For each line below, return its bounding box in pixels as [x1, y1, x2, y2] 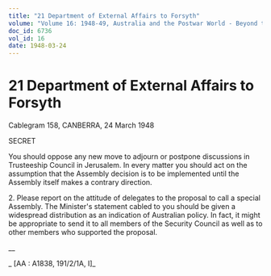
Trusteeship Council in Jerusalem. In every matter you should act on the [8, 161, 248, 170]
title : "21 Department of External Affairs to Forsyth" [8, 11, 200, 20]
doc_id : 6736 [8, 27, 52, 35]
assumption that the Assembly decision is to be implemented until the [8, 169, 240, 178]
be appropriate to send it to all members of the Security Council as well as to [8, 219, 263, 228]
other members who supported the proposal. [8, 228, 158, 237]
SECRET [8, 136, 36, 146]
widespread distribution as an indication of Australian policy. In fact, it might [8, 211, 261, 220]
